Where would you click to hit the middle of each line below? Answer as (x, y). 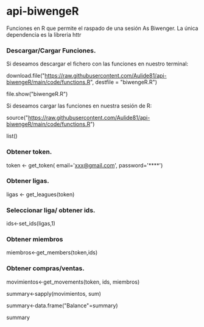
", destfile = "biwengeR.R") (124, 82)
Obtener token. (29, 152)
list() (12, 136)
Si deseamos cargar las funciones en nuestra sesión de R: (79, 106)
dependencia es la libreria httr (44, 34)
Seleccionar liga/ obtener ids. (51, 210)
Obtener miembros (35, 240)
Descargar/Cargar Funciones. (51, 50)
